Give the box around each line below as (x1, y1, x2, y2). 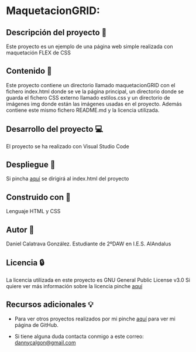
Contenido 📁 (6, 66, 53, 76)
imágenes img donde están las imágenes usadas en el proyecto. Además (6, 100, 183, 107)
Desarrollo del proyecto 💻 (6, 124, 104, 134)
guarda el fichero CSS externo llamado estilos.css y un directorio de (6, 94, 170, 101)
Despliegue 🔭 (6, 160, 56, 170)
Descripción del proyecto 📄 (6, 28, 107, 37)
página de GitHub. (14, 321, 59, 329)
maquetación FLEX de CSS (6, 49, 71, 56)
